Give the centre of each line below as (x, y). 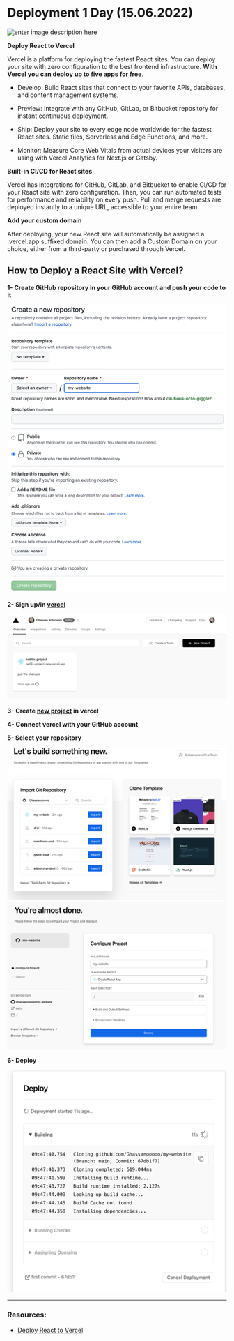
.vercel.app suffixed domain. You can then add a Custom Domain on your (112, 241)
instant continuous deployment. (63, 116)
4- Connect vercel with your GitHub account (73, 724)
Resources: (27, 1315)
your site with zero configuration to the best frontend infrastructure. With (112, 66)
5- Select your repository (45, 738)
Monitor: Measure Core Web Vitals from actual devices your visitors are (120, 150)
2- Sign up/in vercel (37, 605)
